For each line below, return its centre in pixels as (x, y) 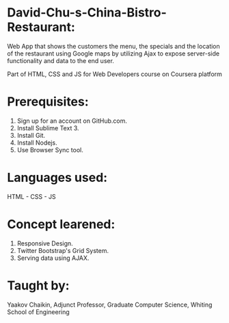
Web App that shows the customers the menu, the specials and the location (113, 46)
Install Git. (31, 135)
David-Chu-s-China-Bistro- (87, 13)
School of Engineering (38, 312)
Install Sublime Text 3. (48, 128)
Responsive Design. (45, 243)
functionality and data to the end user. (61, 60)
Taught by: (38, 285)
